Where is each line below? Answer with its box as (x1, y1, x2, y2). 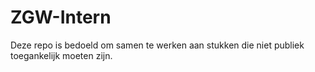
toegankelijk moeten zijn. (10, 49, 113, 61)
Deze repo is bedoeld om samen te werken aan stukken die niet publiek (10, 39, 305, 51)
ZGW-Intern (10, 6, 112, 29)
